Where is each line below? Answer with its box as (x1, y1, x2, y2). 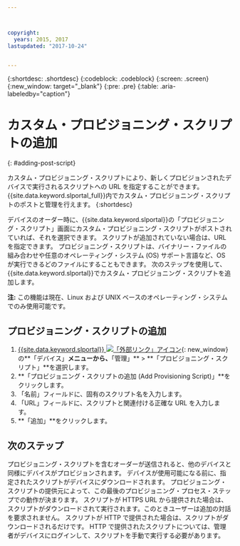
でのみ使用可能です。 (7, 302, 70, 310)
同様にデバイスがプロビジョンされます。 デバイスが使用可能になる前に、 (7, 468, 221, 477)
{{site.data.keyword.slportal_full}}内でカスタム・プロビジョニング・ (7, 191, 206, 200)
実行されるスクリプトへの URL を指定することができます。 (31, 183, 204, 191)
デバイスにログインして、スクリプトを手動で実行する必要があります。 (19, 531, 225, 540)
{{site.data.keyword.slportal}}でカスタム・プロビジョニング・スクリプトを (7, 269, 225, 278)
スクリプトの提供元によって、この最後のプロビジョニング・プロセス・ (7, 486, 213, 495)
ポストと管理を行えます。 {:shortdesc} (19, 201, 133, 209)
